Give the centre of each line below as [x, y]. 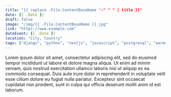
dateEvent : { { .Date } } [31, 34]
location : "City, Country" [34, 39]
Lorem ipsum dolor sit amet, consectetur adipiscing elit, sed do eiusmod [81, 57]
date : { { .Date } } [25, 15]
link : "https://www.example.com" [41, 29]
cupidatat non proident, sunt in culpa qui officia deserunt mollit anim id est [83, 84]
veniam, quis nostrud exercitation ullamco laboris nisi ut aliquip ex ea [77, 68]
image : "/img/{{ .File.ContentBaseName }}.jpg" [57, 24]
